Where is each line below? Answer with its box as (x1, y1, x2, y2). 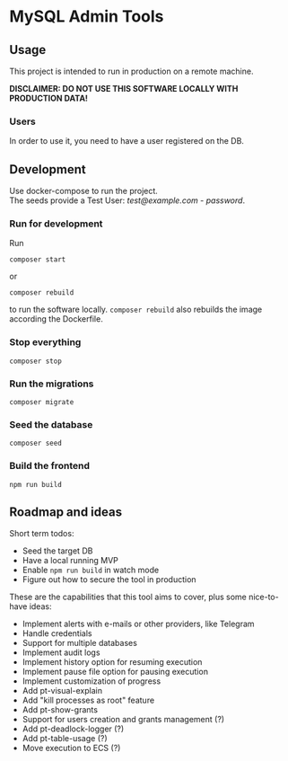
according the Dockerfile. (9, 314, 103, 324)
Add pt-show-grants (22, 704, 99, 715)
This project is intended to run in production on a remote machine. (9, 66, 254, 76)
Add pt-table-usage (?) (22, 733, 108, 744)
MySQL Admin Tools (9, 6, 164, 27)
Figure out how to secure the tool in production (22, 574, 196, 585)
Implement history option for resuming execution (22, 657, 203, 668)
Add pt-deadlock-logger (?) (22, 723, 125, 734)
